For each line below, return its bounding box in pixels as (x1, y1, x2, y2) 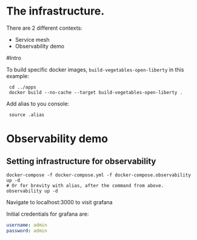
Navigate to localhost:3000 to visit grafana (6, 198, 113, 205)
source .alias (8, 112, 45, 118)
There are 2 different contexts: (6, 24, 83, 32)
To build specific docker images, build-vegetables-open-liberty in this (6, 65, 184, 73)
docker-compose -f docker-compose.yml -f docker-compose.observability (6, 172, 191, 178)
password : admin (6, 227, 47, 234)
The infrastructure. (6, 4, 105, 18)
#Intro (6, 54, 21, 61)
